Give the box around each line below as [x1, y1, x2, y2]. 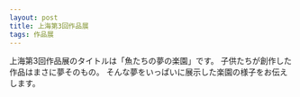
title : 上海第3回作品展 [9, 22, 89, 31]
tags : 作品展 [9, 30, 54, 39]
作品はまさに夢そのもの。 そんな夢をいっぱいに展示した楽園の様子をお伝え [9, 66, 288, 77]
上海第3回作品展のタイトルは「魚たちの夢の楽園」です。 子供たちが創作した [9, 56, 293, 66]
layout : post [9, 13, 59, 22]
